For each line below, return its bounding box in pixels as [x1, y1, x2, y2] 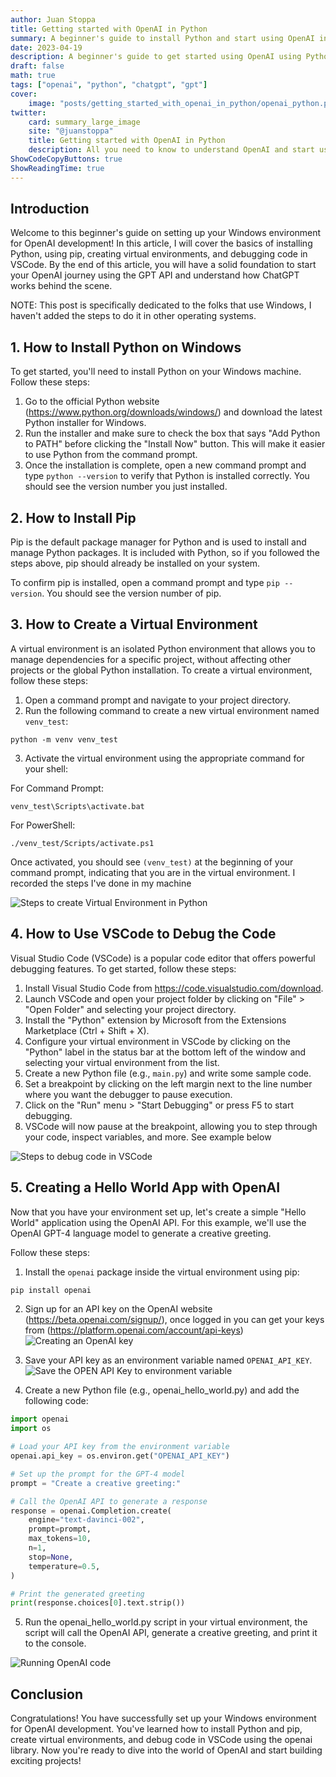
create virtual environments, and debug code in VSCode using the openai [10, 1734, 313, 1746]
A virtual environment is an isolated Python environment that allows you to [10, 642, 316, 655]
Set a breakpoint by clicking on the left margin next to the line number [24, 1077, 313, 1090]
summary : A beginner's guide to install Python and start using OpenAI [10, 33, 315, 43]
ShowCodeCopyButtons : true [10, 154, 123, 164]
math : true [10, 71, 56, 81]
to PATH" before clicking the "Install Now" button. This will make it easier [24, 438, 326, 450]
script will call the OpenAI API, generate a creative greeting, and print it [24, 1627, 318, 1639]
